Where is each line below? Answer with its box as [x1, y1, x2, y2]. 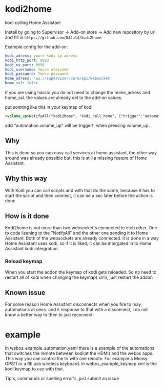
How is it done [5, 212, 49, 220]
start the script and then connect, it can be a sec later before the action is [5, 193, 153, 198]
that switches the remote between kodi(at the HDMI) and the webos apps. [5, 350, 154, 356]
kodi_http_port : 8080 [5, 58, 49, 63]
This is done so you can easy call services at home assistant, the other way [5, 149, 157, 155]
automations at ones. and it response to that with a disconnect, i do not [5, 307, 148, 313]
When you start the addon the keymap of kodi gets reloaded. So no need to [5, 269, 157, 275]
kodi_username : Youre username [5, 67, 69, 72]
